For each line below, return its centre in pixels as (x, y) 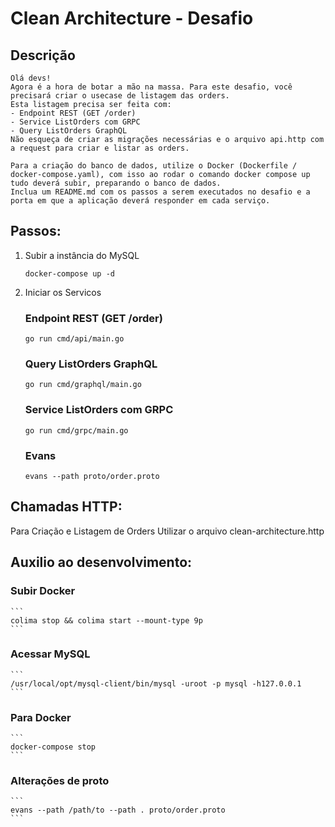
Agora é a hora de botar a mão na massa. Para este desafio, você (151, 87)
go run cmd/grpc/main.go (76, 430)
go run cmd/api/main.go (74, 339)
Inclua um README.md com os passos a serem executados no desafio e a (160, 192)
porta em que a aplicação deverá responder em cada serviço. (140, 201)
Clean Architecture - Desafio (132, 18)
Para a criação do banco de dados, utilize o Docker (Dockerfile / (154, 166)
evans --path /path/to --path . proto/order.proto (118, 810)
